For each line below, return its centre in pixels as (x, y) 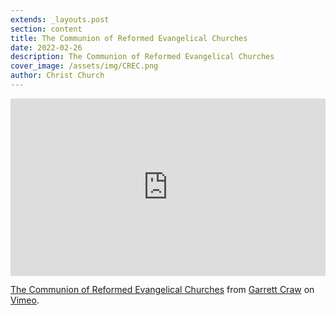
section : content (46, 29)
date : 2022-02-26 (46, 47)
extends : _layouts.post (60, 19)
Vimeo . (25, 300)
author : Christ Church (57, 76)
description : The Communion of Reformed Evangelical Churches (142, 57)
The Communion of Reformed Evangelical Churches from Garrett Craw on (162, 290)
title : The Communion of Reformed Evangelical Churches (129, 38)
